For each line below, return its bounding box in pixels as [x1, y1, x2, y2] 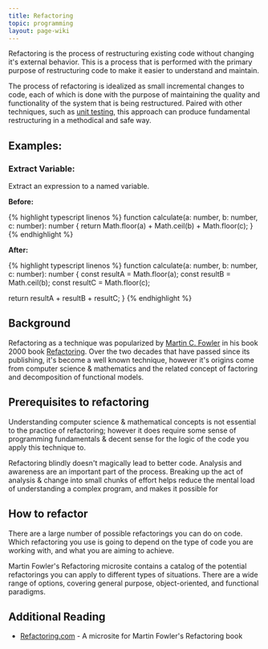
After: [8, 245, 29, 255]
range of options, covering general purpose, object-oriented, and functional [8, 578, 259, 588]
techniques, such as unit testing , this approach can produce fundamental [8, 107, 250, 117]
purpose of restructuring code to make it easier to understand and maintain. [8, 66, 259, 76]
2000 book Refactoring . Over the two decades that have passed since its [8, 347, 250, 356]
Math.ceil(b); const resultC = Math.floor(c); [8, 278, 151, 288]
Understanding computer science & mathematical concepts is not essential [8, 417, 257, 426]
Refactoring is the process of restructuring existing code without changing [8, 49, 254, 59]
